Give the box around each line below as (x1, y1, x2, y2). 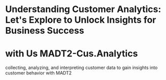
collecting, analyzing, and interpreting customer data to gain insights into (5, 64, 158, 71)
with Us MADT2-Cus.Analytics (5, 48, 138, 59)
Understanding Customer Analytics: (5, 4, 161, 15)
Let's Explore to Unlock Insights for (5, 14, 156, 26)
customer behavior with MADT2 (5, 70, 72, 76)
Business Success (5, 25, 85, 36)
